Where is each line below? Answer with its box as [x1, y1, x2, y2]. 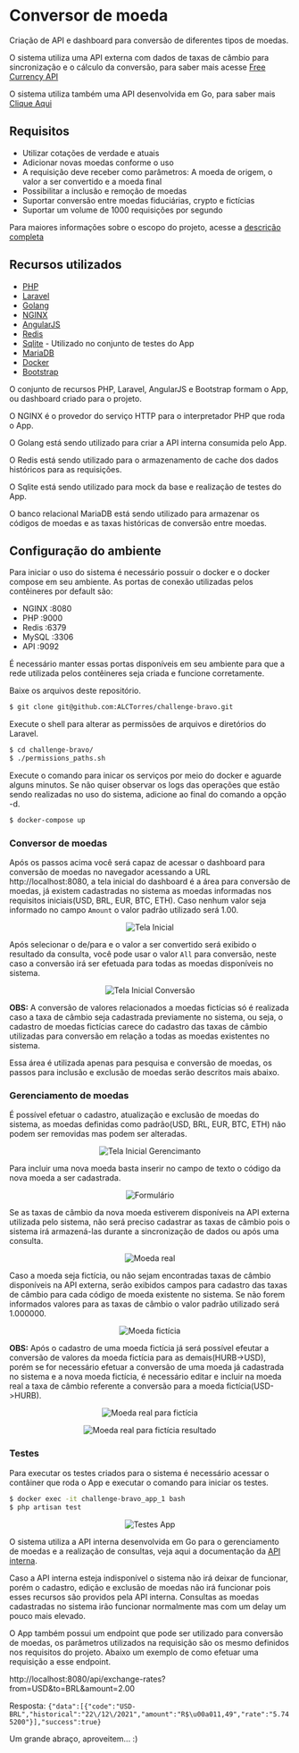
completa [9, 231, 45, 242]
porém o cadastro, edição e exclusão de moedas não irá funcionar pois [9, 1582, 271, 1592]
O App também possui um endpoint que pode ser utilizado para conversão [9, 1627, 284, 1639]
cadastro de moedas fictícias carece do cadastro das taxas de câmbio [9, 1022, 268, 1032]
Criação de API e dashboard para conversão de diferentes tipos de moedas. [9, 35, 289, 46]
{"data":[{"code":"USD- [47, 1702, 137, 1711]
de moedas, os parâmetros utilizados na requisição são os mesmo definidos [9, 1637, 290, 1648]
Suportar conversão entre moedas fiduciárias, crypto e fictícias [21, 195, 255, 205]
